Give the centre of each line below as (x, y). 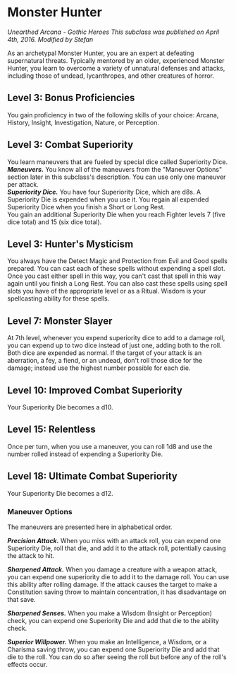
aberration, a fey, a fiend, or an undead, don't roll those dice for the (105, 361)
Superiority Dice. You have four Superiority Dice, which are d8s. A (104, 192)
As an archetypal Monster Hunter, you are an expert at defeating (101, 53)
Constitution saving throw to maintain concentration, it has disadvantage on (117, 592)
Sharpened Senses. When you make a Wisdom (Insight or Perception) (110, 613)
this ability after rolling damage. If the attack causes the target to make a (112, 584)
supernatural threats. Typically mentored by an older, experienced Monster (116, 60)
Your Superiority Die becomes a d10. (61, 407)
